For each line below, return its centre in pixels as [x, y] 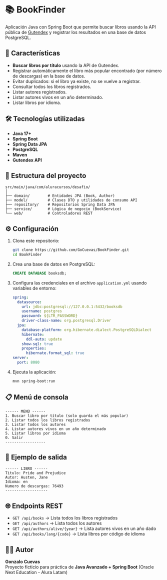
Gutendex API [27, 160]
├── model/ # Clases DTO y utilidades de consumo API [71, 200]
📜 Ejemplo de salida [36, 457]
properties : [34, 348]
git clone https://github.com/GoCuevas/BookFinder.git [71, 250]
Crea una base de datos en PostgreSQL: [54, 264]
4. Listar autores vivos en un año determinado [56, 429]
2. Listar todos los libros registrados [48, 420]
